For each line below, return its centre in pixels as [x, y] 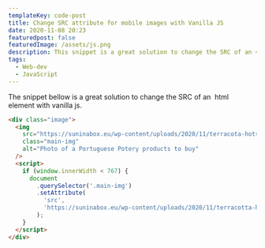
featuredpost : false [42, 38]
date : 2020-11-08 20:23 [47, 30]
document [43, 178]
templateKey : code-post [47, 15]
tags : [17, 60]
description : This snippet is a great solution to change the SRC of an [130, 52]
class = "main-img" [51, 142]
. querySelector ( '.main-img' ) [84, 186]
